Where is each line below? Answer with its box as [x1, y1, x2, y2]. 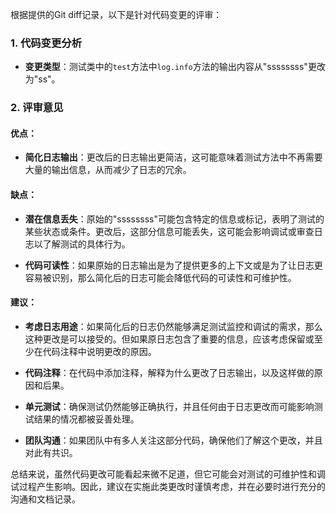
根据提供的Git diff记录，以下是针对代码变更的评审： [10, 9, 223, 20]
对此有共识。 [24, 446, 78, 458]
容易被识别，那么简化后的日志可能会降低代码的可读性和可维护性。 [24, 271, 297, 283]
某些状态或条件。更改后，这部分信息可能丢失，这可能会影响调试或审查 [24, 225, 315, 237]
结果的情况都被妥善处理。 [33, 413, 140, 425]
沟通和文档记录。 [10, 493, 81, 505]
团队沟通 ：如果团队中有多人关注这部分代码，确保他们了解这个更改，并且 [24, 434, 323, 446]
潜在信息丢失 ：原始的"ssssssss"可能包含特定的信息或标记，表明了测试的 [24, 213, 325, 225]
